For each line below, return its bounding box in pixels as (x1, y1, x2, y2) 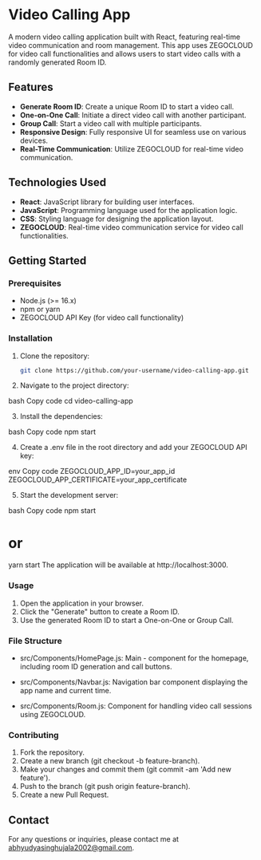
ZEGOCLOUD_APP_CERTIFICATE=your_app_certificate (8, 475, 188, 484)
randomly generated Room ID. (8, 57, 107, 67)
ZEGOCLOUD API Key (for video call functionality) (19, 313, 184, 322)
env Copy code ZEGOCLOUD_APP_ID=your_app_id (8, 467, 176, 476)
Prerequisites (8, 278, 61, 289)
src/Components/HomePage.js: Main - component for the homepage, (19, 653, 249, 663)
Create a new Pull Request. (19, 790, 109, 799)
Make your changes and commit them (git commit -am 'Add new (19, 764, 231, 775)
